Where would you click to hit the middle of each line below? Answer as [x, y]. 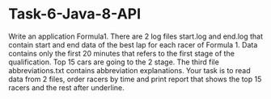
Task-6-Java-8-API [75, 14]
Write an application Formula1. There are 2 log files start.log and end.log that [136, 36]
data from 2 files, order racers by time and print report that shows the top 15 [135, 79]
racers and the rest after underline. [66, 87]
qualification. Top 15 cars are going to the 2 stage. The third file [114, 62]
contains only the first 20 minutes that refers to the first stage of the [121, 53]
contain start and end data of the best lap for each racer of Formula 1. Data [133, 44]
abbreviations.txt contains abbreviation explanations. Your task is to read [129, 70]
